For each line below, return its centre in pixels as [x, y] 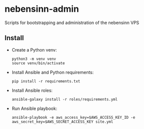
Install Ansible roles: [32, 90]
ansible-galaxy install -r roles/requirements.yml [65, 99]
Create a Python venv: [34, 50]
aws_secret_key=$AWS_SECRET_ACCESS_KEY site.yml [62, 122]
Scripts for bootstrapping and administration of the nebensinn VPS [72, 23]
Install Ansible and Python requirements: [53, 72]
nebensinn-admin [42, 9]
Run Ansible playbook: [34, 108]
